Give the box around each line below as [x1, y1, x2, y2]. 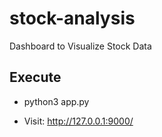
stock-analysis [9, 7, 136, 30]
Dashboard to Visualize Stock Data [9, 40, 152, 52]
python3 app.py [23, 95, 90, 107]
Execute [9, 69, 62, 86]
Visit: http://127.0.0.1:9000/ [23, 115, 134, 127]
